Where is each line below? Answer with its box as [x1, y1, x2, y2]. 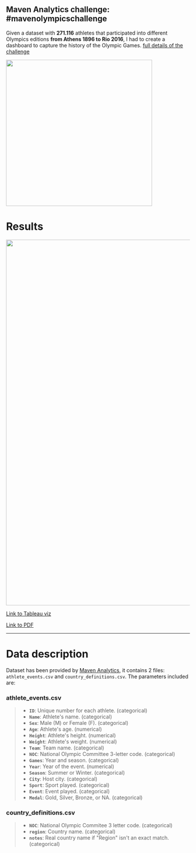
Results [6, 220, 44, 233]
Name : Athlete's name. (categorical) [29, 713, 113, 720]
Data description [6, 647, 89, 661]
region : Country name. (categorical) [29, 828, 116, 835]
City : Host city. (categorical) [29, 775, 98, 782]
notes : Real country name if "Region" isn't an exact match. [29, 834, 169, 841]
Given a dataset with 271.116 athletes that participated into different [6, 29, 168, 36]
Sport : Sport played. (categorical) [29, 781, 110, 789]
